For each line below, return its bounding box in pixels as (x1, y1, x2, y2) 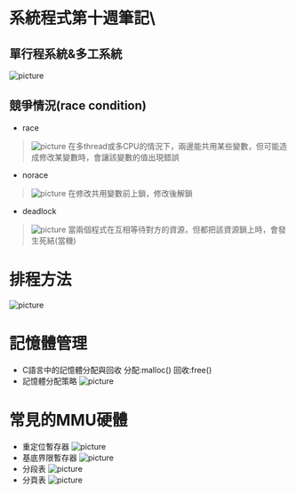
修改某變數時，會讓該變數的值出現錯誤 (38, 152, 180, 163)
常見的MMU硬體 (9, 410, 128, 430)
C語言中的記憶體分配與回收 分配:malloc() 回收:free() (21, 364, 212, 375)
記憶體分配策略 (21, 375, 77, 386)
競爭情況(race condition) (9, 99, 147, 114)
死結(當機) (38, 235, 77, 245)
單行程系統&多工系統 (9, 46, 123, 61)
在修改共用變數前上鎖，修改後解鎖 (68, 187, 193, 198)
